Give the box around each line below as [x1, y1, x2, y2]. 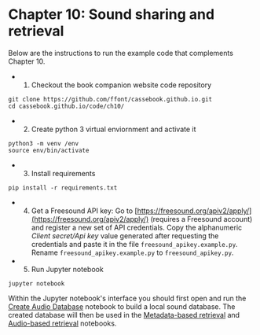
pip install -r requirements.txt [8, 183, 118, 192]
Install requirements [31, 168, 96, 178]
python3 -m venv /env [8, 139, 79, 147]
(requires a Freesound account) [150, 214, 253, 223]
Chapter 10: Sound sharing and [8, 6, 214, 24]
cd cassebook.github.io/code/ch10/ [8, 102, 125, 110]
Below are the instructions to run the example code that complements [8, 48, 234, 57]
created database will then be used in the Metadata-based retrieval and [8, 310, 240, 319]
